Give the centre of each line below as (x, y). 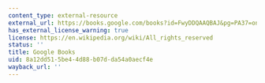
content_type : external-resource (63, 15)
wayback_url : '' (35, 67)
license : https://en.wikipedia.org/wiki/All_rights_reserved (111, 38)
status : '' (26, 45)
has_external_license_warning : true (68, 30)
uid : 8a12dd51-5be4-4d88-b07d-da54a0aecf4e (81, 60)
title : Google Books (42, 52)
